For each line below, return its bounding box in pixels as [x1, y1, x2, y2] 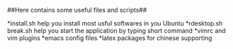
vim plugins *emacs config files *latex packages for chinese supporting [7, 34, 212, 42]
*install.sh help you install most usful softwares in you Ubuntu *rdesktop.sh [7, 19, 223, 27]
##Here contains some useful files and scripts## [7, 6, 147, 14]
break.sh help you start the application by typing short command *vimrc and [7, 27, 226, 35]
